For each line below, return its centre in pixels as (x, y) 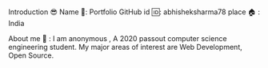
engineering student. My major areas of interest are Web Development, (125, 47)
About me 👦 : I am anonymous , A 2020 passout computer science (118, 38)
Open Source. (31, 55)
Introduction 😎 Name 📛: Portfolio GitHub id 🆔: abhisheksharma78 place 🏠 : (134, 12)
